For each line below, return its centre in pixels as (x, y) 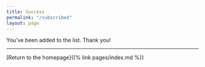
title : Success (26, 12)
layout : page (23, 23)
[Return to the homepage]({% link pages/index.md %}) (75, 57)
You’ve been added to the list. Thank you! (59, 40)
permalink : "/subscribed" (39, 18)
